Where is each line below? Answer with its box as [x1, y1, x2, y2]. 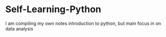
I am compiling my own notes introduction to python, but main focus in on [5, 20, 161, 26]
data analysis [5, 25, 33, 31]
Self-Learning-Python [5, 4, 101, 15]
